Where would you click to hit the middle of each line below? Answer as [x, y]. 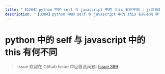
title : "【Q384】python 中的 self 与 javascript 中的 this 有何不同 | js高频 [82, 10]
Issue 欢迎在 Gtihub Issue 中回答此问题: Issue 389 [68, 67]
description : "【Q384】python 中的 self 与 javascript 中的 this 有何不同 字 [82, 14]
